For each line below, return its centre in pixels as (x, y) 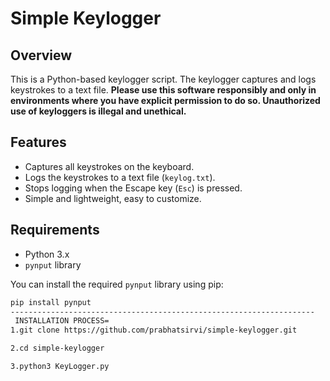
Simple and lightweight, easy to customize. (113, 198)
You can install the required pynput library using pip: (117, 284)
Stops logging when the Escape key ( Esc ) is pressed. (133, 188)
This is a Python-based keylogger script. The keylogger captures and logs (163, 79)
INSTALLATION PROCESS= (62, 321)
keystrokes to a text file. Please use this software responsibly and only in (163, 90)
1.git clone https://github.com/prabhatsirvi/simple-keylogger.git (154, 330)
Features (38, 142)
